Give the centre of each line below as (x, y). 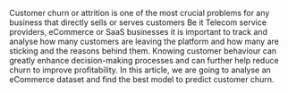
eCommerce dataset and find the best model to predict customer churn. (142, 79)
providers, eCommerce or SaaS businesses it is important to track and (139, 32)
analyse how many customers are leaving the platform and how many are (144, 41)
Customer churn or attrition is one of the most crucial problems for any (140, 13)
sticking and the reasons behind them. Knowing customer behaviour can (143, 51)
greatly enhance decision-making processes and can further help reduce (144, 60)
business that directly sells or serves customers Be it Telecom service (138, 22)
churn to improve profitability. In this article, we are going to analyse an (140, 70)
